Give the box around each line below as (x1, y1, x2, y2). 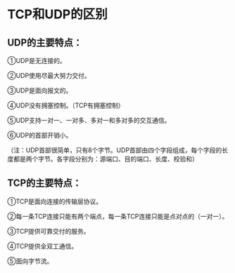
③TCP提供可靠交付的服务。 (7, 227, 90, 235)
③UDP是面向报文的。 (7, 86, 72, 95)
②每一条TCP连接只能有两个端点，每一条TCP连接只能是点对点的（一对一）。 (7, 212, 229, 220)
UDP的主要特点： (7, 36, 83, 48)
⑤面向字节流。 (7, 257, 53, 265)
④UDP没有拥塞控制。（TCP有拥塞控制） (7, 101, 125, 109)
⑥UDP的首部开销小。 (7, 131, 72, 139)
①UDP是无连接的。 (7, 57, 66, 65)
